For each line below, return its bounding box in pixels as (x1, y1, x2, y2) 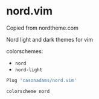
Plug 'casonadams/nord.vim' (6, 77, 77, 83)
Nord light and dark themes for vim (6, 36, 94, 43)
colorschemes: (6, 47, 43, 55)
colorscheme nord (6, 88, 50, 94)
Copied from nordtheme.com (6, 24, 78, 31)
